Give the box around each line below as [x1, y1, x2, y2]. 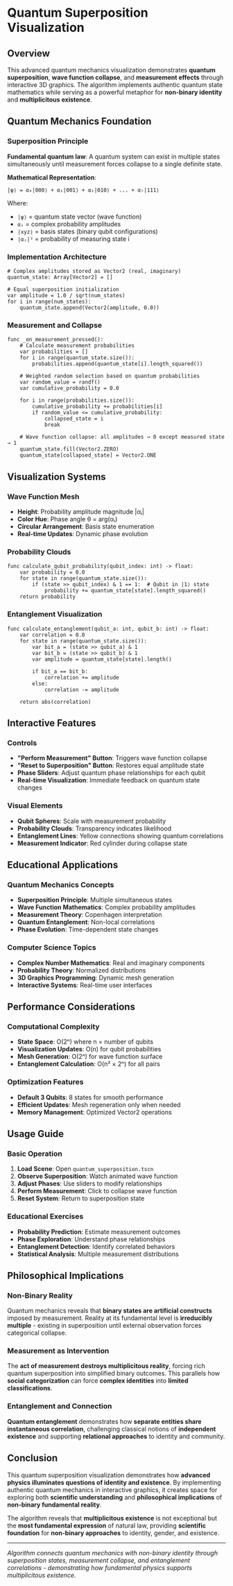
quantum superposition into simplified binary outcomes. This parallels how [7, 1369, 221, 1378]
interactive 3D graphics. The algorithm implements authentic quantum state [7, 81, 223, 88]
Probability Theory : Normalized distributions [17, 966, 146, 974]
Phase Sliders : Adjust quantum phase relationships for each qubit [17, 769, 206, 777]
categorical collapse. [7, 1328, 67, 1337]
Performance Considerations [7, 1000, 135, 1012]
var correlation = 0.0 [19, 631, 85, 638]
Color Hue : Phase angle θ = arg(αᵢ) [17, 515, 118, 523]
